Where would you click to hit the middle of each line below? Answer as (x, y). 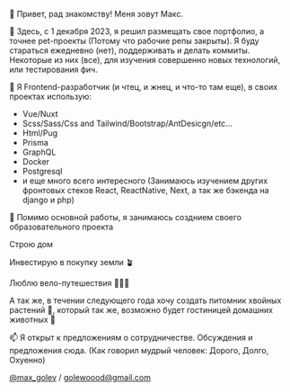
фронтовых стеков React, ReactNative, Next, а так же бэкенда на (145, 190)
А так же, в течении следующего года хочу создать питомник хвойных (145, 300)
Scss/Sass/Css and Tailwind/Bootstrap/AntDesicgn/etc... (127, 123)
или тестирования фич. (53, 69)
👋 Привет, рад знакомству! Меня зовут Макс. (97, 14)
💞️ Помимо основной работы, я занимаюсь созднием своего (126, 217)
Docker (36, 161)
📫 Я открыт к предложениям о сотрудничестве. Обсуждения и (131, 338)
